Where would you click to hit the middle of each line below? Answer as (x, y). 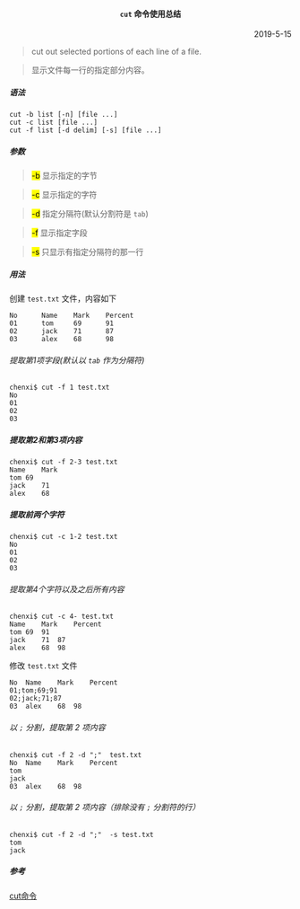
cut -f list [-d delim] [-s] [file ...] (86, 130)
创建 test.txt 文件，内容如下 (63, 299)
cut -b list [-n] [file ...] (64, 115)
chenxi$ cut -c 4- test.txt (62, 617)
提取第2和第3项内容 (46, 439)
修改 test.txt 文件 (43, 666)
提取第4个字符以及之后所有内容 (67, 589)
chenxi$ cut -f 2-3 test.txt (64, 463)
